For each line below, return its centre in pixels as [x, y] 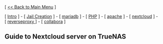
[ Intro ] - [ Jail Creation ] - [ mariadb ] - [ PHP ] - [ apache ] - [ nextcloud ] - [81, 16]
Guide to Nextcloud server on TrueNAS [65, 37]
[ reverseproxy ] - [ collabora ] [35, 22]
